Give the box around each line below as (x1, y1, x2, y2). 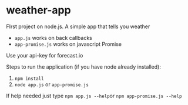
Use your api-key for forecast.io (6, 52, 83, 59)
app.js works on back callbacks (14, 34, 92, 41)
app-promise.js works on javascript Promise (14, 40, 122, 48)
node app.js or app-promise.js (14, 80, 89, 88)
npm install (14, 76, 44, 82)
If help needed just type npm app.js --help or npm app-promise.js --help (6, 92, 182, 99)
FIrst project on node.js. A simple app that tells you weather (6, 23, 150, 30)
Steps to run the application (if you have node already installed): (6, 63, 162, 70)
